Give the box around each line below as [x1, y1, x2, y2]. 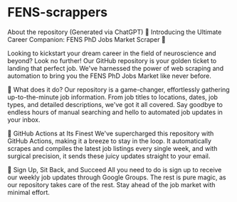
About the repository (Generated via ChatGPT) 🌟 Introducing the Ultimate [7, 28, 222, 36]
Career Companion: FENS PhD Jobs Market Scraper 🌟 [7, 35, 166, 43]
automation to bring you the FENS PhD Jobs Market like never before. [7, 72, 212, 80]
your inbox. [7, 115, 41, 124]
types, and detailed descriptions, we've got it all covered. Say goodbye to [7, 100, 223, 108]
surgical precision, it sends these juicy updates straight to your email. [7, 152, 211, 160]
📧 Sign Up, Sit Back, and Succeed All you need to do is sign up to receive [7, 165, 222, 174]
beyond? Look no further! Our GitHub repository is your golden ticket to [7, 56, 217, 64]
